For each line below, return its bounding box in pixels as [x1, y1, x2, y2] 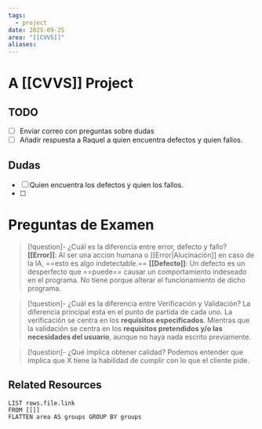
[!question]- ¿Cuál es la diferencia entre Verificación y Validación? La [27, 299, 251, 308]
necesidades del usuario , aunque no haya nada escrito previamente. [27, 333, 252, 341]
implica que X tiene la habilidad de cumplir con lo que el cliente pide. [27, 356, 249, 365]
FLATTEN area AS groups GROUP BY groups [8, 413, 143, 420]
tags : [8, 11, 26, 20]
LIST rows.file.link [8, 399, 76, 407]
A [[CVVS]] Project [8, 75, 133, 93]
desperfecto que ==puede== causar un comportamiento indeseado [27, 267, 247, 276]
